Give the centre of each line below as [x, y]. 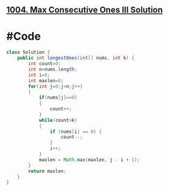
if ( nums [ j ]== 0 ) [58, 98]
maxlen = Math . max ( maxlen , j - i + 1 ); [89, 160]
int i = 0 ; [39, 75]
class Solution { [28, 52]
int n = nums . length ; [53, 69]
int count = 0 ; [45, 64]
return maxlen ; [47, 171]
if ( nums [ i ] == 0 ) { [76, 131]
